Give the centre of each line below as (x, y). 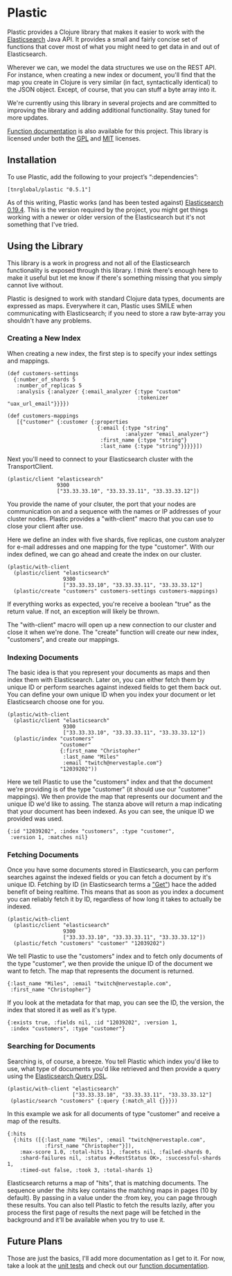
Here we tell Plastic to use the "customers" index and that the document (110, 782)
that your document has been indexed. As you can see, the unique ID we (111, 811)
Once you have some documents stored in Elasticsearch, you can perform (113, 870)
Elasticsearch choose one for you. (56, 702)
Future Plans (35, 1242)
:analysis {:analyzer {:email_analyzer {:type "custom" (99, 392)
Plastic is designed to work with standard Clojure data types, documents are (116, 298)
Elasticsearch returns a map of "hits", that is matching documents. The (108, 1183)
